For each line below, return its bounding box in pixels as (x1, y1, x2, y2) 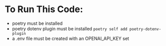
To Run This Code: (5, 4, 83, 15)
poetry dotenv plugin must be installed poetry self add (12, 25, 128, 31)
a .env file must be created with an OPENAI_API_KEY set (12, 35, 129, 41)
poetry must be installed (12, 20, 63, 26)
